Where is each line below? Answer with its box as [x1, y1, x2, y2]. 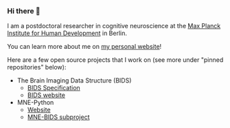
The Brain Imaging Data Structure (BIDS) [16, 76, 132, 85]
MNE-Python [16, 98, 54, 107]
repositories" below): [7, 63, 67, 72]
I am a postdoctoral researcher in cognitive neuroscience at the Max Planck [7, 22, 221, 30]
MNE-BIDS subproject [27, 113, 90, 121]
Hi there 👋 [7, 6, 41, 16]
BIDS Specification [27, 84, 80, 92]
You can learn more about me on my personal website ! [7, 43, 162, 51]
